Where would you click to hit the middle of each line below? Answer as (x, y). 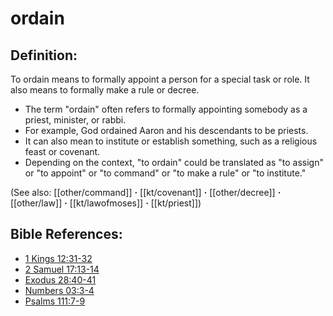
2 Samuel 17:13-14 (62, 269)
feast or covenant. (62, 151)
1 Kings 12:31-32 (58, 258)
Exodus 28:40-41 (60, 279)
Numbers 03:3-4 (59, 290)
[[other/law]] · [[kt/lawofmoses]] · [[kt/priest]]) (106, 203)
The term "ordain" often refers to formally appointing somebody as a (166, 109)
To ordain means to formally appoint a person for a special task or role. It (160, 79)
